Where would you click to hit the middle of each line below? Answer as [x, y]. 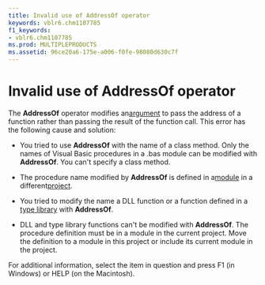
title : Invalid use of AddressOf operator [79, 15]
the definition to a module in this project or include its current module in [136, 241]
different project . [46, 186]
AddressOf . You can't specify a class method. [95, 162]
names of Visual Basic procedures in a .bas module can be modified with [138, 153]
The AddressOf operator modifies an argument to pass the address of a [125, 113]
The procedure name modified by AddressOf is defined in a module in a [136, 177]
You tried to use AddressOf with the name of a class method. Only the [134, 145]
